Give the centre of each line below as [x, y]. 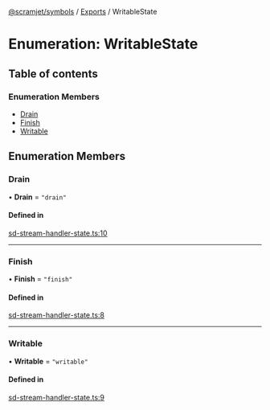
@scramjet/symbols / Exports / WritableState [83, 12]
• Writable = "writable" [48, 361]
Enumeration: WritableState [103, 44]
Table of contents [53, 74]
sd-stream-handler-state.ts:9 [57, 397]
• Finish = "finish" [41, 279]
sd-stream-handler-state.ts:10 [58, 233]
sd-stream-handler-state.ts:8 [57, 315]
